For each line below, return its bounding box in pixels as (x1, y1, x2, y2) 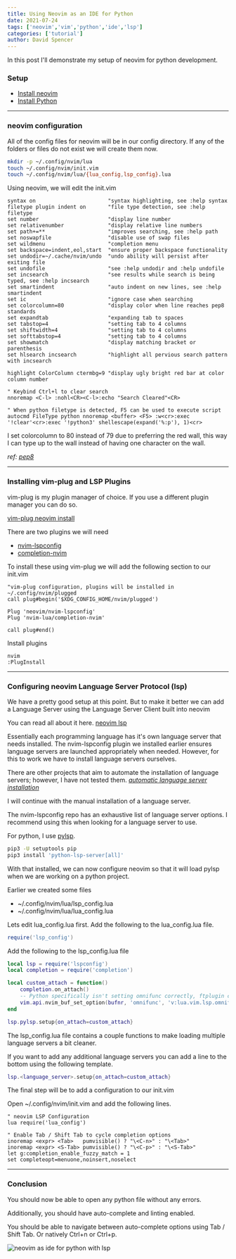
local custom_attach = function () (7, 980, 109, 987)
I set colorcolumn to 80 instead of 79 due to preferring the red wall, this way (7, 431, 228, 440)
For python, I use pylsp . (7, 831, 76, 840)
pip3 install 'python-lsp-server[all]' (7, 852, 124, 859)
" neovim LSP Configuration (7, 1113, 90, 1120)
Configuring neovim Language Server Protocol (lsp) (7, 681, 188, 691)
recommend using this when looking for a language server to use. (7, 818, 198, 826)
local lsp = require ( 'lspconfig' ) (7, 960, 109, 968)
